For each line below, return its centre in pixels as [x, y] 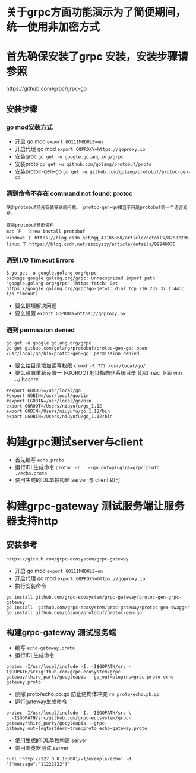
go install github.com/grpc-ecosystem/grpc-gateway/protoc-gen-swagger [98, 607]
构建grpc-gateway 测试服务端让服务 [95, 506]
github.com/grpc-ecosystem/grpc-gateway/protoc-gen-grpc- [109, 597]
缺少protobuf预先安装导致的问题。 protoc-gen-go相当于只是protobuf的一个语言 [95, 207]
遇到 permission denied [41, 330]
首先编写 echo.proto [39, 460]
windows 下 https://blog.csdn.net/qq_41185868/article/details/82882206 [97, 238]
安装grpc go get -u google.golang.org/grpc [69, 156]
